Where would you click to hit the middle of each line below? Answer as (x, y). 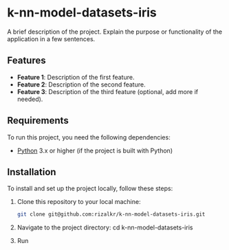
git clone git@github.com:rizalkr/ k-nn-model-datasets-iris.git (111, 214)
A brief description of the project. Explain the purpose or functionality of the (115, 32)
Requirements (38, 121)
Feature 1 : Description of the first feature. (76, 77)
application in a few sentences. (51, 38)
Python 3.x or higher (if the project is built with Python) (95, 150)
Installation (32, 172)
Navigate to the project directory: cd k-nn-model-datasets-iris (105, 227)
